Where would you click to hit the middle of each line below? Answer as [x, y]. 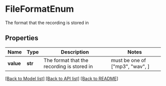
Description [75, 52]
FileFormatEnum [40, 9]
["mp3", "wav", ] [130, 66]
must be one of [128, 60]
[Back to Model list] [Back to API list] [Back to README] [62, 78]
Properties [22, 38]
